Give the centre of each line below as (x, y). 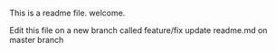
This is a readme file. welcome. (67, 13)
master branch (37, 40)
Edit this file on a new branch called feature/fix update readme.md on (138, 30)
